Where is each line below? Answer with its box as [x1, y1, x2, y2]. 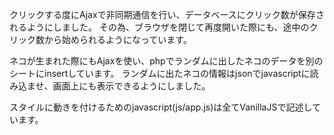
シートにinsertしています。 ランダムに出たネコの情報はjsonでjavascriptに [9, 68, 311, 79]
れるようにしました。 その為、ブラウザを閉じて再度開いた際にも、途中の [9, 21, 310, 33]
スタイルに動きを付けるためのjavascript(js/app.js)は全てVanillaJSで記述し [9, 101, 312, 113]
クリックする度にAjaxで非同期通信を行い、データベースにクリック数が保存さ [9, 9, 325, 20]
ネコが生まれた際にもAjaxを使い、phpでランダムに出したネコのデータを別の [9, 55, 324, 67]
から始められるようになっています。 [43, 34, 192, 45]
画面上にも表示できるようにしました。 [52, 80, 211, 92]
